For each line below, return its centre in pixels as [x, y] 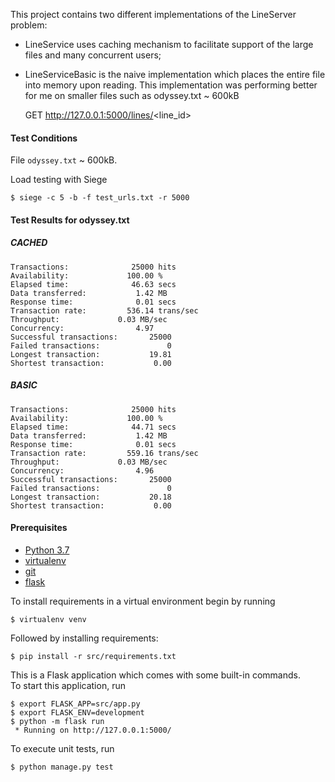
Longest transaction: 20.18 [91, 497]
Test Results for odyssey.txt [70, 220]
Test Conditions [44, 138]
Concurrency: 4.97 [82, 328]
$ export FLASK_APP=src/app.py [75, 704]
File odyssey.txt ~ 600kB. [64, 160]
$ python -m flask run [57, 721]
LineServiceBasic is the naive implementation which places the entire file [175, 74]
